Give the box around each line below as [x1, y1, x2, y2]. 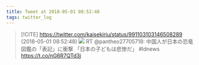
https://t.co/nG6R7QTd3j [20, 52, 82, 59]
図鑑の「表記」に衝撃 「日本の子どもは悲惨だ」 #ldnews [20, 45, 160, 52]
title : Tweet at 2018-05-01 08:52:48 [6, 8, 100, 15]
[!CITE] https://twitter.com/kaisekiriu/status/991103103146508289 [20, 30, 183, 38]
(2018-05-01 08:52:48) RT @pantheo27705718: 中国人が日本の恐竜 [20, 38, 194, 45]
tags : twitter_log [6, 14, 52, 20]
